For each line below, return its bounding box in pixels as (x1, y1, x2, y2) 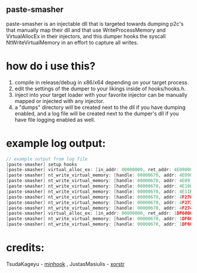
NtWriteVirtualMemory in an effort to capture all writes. (6, 39, 139, 46)
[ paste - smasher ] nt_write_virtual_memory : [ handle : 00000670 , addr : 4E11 (6, 189, 191, 194)
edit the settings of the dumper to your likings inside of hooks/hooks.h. (14, 85, 186, 92)
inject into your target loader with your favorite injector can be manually (14, 91, 188, 98)
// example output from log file (6, 156, 88, 162)
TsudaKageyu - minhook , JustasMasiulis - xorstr (6, 261, 125, 267)
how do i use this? (6, 60, 96, 73)
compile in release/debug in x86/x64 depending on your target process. (14, 79, 189, 86)
